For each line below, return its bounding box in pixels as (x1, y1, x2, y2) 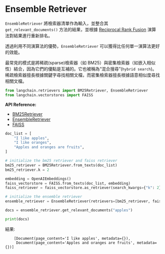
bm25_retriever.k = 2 (5, 167, 50, 172)
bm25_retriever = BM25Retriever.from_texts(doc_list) (5, 162, 118, 168)
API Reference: (5, 101, 37, 107)
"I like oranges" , (14, 140, 52, 145)
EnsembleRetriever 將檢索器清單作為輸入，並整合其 (5, 20, 109, 26)
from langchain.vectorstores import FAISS (5, 93, 93, 97)
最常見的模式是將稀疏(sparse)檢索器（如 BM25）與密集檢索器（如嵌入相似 (5, 60, 156, 65)
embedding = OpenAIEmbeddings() (5, 176, 71, 181)
